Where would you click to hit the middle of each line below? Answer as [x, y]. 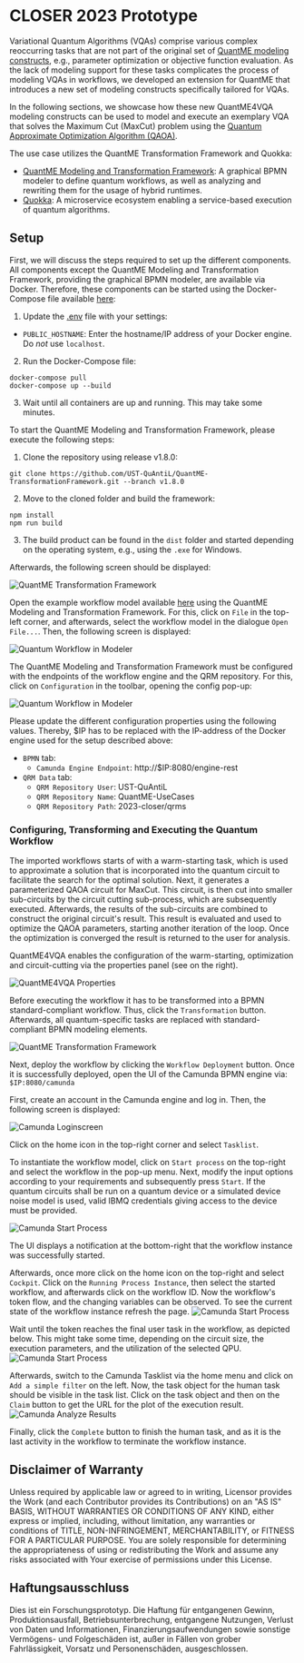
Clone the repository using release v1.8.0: [100, 457]
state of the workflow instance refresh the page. [100, 1312]
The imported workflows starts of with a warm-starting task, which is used [149, 861]
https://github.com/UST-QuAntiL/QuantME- [129, 473]
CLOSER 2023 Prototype [103, 16]
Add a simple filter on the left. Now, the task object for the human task [145, 1385]
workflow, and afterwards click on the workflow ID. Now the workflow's [142, 1292]
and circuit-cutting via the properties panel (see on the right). [124, 965]
